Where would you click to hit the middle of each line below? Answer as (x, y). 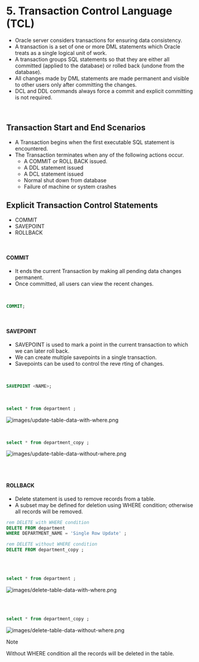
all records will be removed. (49, 511)
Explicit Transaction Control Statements (82, 205)
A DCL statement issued (53, 174)
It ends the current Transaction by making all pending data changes (98, 271)
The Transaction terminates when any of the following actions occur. (99, 155)
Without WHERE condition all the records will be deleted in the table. (90, 653)
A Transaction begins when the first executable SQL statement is (95, 142)
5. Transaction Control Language (89, 11)
